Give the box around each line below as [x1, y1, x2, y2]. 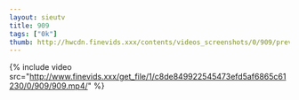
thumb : [9, 37, 34, 47]
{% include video [9, 62, 73, 73]
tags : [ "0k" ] [9, 29, 58, 38]
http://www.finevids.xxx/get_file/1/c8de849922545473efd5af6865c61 [29, 72, 287, 82]
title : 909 [9, 21, 50, 30]
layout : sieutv [9, 12, 66, 22]
